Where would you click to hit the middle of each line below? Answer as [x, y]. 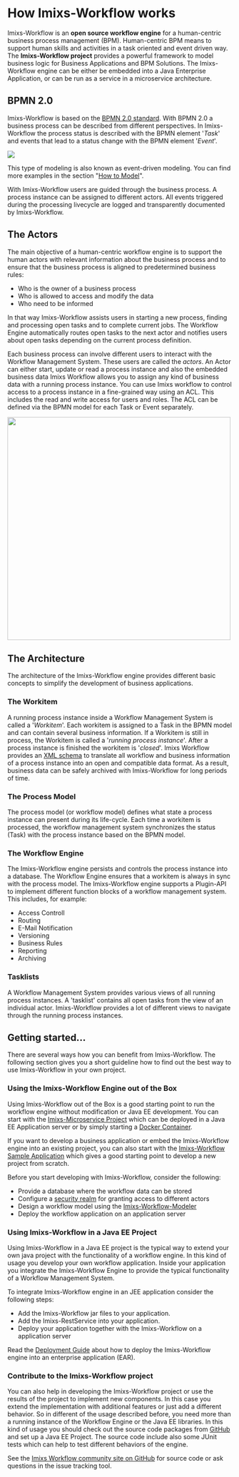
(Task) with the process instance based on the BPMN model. [96, 834]
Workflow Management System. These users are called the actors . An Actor [119, 361]
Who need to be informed [56, 303]
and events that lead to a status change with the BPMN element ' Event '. [112, 141]
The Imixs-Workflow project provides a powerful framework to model [111, 56]
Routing [29, 920]
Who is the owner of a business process [77, 288]
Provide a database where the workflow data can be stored [105, 1191]
